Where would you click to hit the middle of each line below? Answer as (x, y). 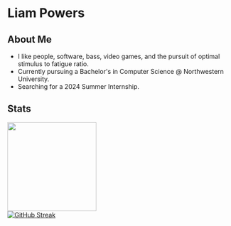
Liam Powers (46, 13)
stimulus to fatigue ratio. (53, 64)
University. (33, 79)
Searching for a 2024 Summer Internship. (79, 86)
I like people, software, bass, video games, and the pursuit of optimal (119, 56)
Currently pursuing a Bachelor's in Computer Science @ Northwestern (120, 71)
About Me (29, 39)
